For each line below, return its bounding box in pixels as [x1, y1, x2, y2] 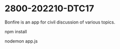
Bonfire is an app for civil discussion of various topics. [4, 19, 116, 25]
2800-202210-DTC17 [4, 3, 95, 14]
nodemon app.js [4, 38, 38, 44]
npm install [4, 28, 27, 34]
